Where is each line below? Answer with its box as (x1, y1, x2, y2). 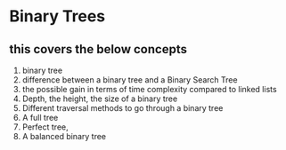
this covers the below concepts (9, 42, 187, 57)
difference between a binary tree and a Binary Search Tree (21, 75, 238, 85)
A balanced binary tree (21, 131, 107, 141)
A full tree (21, 113, 59, 122)
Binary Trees (9, 6, 105, 27)
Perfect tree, (21, 122, 69, 132)
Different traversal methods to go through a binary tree (21, 103, 224, 113)
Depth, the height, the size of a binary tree (21, 93, 178, 104)
